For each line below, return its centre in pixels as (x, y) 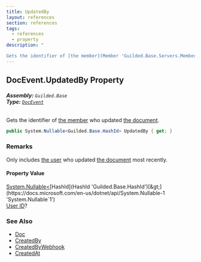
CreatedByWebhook (39, 247)
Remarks (19, 147)
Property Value (25, 173)
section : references (32, 23)
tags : (13, 28)
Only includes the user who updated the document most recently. (87, 160)
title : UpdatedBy (28, 12)
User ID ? (17, 205)
